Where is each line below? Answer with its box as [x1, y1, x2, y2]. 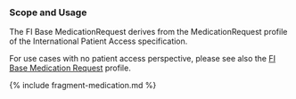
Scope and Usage [9, 6, 87, 19]
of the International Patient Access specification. [9, 36, 188, 46]
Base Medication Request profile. [9, 62, 131, 73]
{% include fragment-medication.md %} [9, 80, 157, 91]
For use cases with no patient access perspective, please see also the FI [9, 54, 276, 64]
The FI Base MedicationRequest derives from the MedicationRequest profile [9, 27, 288, 37]
